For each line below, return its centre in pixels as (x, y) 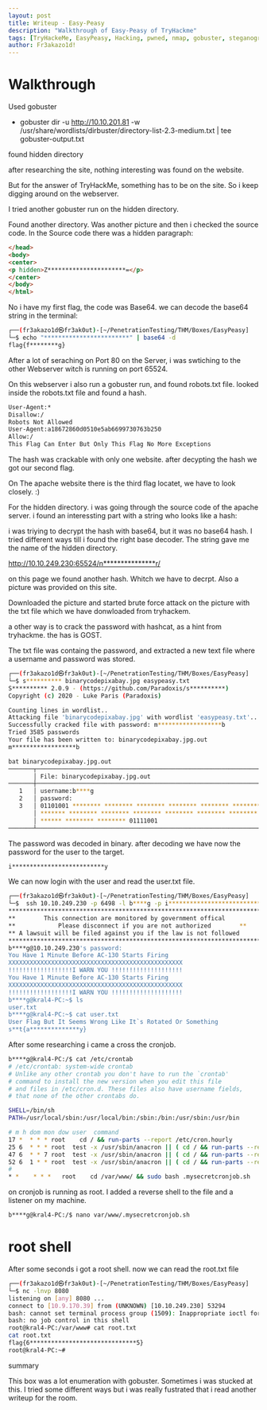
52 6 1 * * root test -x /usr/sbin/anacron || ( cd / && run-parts (126, 1162)
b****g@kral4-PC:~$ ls (46, 1000)
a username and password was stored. (72, 659)
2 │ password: (46, 799)
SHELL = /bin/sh (32, 1111)
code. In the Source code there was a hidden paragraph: (101, 233)
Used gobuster (33, 107)
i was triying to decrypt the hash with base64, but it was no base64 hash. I (130, 531)
